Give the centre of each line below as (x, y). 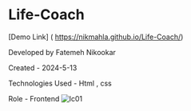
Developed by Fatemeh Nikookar (62, 52)
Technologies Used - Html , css (60, 83)
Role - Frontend (34, 98)
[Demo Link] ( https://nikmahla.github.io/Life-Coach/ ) (96, 37)
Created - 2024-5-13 (43, 67)
